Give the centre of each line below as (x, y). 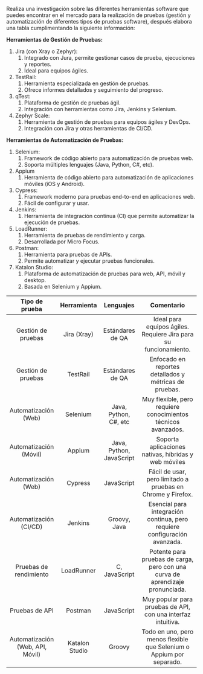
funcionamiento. (168, 349)
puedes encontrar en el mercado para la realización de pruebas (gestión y (99, 15)
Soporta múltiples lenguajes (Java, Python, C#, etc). (89, 165)
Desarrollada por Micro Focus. (62, 242)
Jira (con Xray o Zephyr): (46, 51)
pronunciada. (168, 589)
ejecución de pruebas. (52, 222)
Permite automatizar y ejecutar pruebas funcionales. (89, 261)
